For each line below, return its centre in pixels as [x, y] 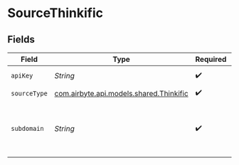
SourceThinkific [55, 13]
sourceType [29, 93]
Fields [21, 39]
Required [211, 59]
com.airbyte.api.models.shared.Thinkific [121, 93]
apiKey [22, 76]
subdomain [27, 128]
